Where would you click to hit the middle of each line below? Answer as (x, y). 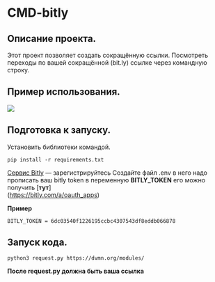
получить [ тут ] (29, 187)
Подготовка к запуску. (59, 130)
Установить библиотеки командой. (59, 147)
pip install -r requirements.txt (56, 159)
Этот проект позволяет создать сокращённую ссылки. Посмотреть (108, 55)
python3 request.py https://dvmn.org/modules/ (76, 258)
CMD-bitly (38, 13)
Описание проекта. (51, 39)
